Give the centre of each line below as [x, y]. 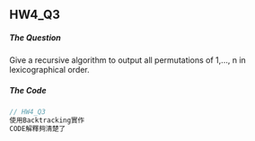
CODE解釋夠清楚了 [37, 129]
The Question [35, 37]
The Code [28, 90]
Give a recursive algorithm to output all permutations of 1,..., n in [128, 60]
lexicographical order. [49, 70]
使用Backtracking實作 [47, 120]
